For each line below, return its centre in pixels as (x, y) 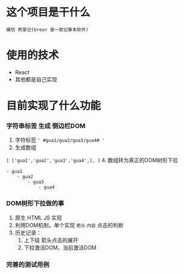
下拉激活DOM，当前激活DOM (60, 247)
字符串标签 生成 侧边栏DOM (46, 126)
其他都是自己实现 (36, 79)
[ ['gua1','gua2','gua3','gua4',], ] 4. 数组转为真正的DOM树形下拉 (92, 160)
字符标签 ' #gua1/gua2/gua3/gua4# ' (60, 140)
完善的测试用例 (28, 264)
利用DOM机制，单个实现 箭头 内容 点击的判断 (69, 225)
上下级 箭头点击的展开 (51, 240)
